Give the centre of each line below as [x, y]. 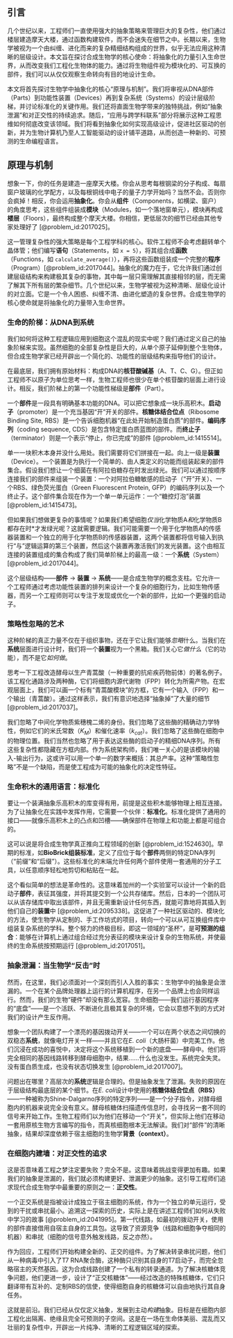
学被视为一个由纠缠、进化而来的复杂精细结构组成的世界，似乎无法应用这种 [113, 48]
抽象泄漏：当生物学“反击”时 [54, 966]
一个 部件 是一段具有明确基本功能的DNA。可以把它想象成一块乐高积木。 [108, 403]
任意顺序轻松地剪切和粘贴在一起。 [74, 870]
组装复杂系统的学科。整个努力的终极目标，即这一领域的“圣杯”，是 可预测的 [113, 929]
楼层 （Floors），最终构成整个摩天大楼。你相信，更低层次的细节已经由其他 [112, 218]
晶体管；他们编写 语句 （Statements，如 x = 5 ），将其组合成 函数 [97, 250]
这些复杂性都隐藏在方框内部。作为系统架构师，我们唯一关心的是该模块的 [110, 750]
